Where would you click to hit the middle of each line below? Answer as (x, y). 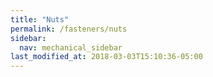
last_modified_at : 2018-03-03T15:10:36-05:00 (106, 57)
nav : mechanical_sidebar (71, 47)
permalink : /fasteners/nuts (69, 29)
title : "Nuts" (40, 19)
